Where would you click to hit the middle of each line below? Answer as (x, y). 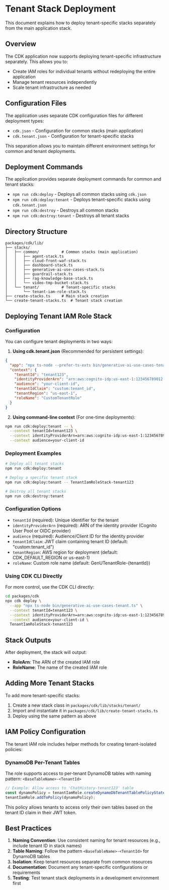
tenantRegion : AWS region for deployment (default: (65, 552)
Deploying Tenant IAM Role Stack (59, 316)
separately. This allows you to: (37, 62)
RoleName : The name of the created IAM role (60, 667)
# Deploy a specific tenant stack (41, 478)
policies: (14, 749)
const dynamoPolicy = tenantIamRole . (45, 793)
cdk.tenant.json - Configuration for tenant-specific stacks (73, 136)
